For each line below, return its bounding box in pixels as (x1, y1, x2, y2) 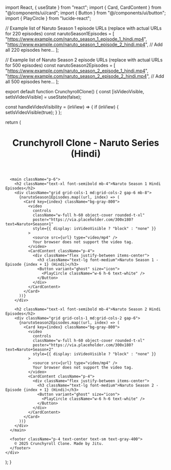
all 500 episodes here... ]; (5, 79, 59, 84)
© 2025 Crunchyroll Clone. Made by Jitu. (14, 441, 104, 446)
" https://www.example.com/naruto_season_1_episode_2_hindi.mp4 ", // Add (5, 41, 163, 48)
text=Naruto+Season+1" (5, 222, 54, 227)
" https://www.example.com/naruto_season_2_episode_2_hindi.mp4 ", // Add (5, 73, 164, 79)
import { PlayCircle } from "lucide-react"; (5, 15, 91, 21)
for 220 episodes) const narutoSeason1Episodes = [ (5, 31, 115, 36)
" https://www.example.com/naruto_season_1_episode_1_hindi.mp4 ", (5, 36, 147, 42)
